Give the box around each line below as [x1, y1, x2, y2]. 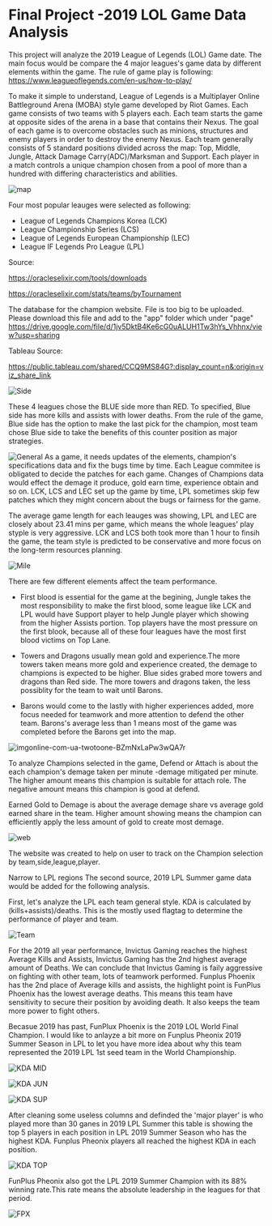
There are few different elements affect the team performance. [8, 576, 218, 586]
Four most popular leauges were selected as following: [8, 200, 192, 210]
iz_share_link [8, 370, 51, 380]
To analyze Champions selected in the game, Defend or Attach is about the [8, 758, 259, 767]
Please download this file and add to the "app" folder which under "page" [8, 313, 253, 323]
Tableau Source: [8, 346, 63, 356]
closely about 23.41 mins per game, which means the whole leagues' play [8, 519, 255, 528]
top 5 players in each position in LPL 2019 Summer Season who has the [8, 1127, 247, 1137]
